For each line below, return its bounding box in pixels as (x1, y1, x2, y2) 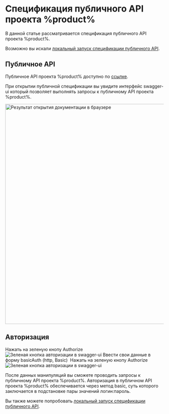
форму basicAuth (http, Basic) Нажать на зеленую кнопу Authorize (5, 357, 148, 363)
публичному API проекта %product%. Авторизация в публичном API (5, 377, 152, 383)
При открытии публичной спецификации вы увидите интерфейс (5, 83, 142, 89)
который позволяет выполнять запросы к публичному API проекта (10, 89, 154, 95)
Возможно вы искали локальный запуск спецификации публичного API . (5, 45, 160, 51)
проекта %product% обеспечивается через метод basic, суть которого (5, 383, 158, 389)
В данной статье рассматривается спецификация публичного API (5, 30, 147, 36)
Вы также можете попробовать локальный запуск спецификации (5, 398, 146, 404)
